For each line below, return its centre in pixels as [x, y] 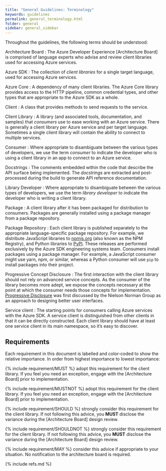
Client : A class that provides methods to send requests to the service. [77, 107]
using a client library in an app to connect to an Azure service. [69, 158]
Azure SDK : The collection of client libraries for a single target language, [80, 72]
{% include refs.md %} [28, 464]
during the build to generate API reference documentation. [87, 178]
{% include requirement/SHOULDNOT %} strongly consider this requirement [83, 429]
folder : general [22, 24]
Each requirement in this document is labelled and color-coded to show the [82, 353]
